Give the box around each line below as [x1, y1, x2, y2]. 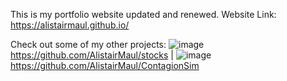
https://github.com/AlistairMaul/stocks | [10, 49, 174, 61]
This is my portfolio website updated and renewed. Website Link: [10, 9, 277, 20]
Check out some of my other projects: [10, 39, 167, 50]
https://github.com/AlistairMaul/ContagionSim [10, 60, 200, 71]
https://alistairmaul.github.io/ [10, 19, 130, 31]
